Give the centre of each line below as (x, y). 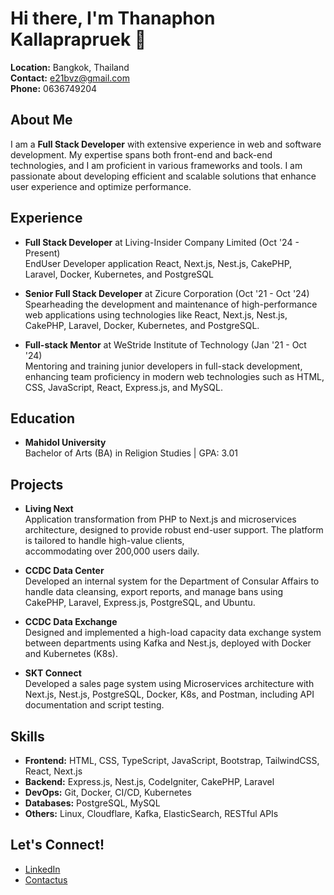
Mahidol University (65, 443)
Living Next (49, 509)
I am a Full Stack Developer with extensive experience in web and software (166, 144)
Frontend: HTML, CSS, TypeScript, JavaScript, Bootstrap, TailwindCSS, (172, 760)
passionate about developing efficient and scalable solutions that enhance (163, 176)
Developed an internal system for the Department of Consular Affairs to (172, 581)
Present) (42, 253)
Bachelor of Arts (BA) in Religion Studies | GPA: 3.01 (131, 453)
